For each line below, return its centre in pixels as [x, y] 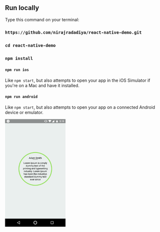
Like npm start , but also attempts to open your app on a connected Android [80, 107]
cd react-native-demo [30, 45]
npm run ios [17, 70]
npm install [19, 58]
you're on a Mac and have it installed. [42, 85]
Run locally [22, 8]
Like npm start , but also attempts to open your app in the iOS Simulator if [78, 80]
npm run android [21, 97]
